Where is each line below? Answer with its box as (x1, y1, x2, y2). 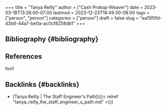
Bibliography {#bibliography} (5, 35, 99, 43)
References (5, 52, 42, 61)
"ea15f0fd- (140, 15, 162, 21)
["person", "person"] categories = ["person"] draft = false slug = (5, 15, 139, 21)
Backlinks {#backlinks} (5, 80, 79, 89)
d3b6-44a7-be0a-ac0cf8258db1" (5, 20, 75, 26)
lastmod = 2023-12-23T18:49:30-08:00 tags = (53, 10, 150, 16)
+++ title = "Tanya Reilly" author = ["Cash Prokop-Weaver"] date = (5, 5, 143, 10)
